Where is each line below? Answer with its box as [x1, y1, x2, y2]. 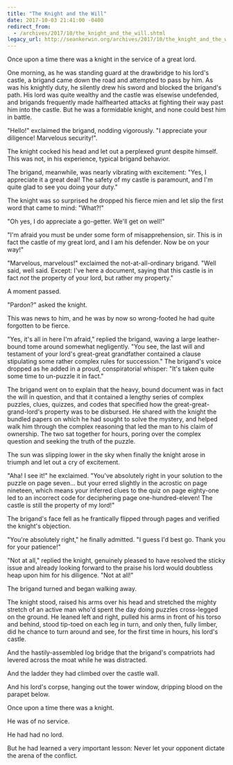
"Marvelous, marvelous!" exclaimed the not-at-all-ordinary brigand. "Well [7, 259, 216, 268]
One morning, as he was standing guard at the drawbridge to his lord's [7, 69, 209, 77]
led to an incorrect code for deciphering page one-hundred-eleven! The [7, 494, 213, 502]
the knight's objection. [7, 522, 71, 531]
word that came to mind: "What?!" [7, 204, 104, 212]
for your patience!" [7, 543, 61, 551]
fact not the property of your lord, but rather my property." [7, 274, 174, 282]
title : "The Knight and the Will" [7, 10, 107, 17]
